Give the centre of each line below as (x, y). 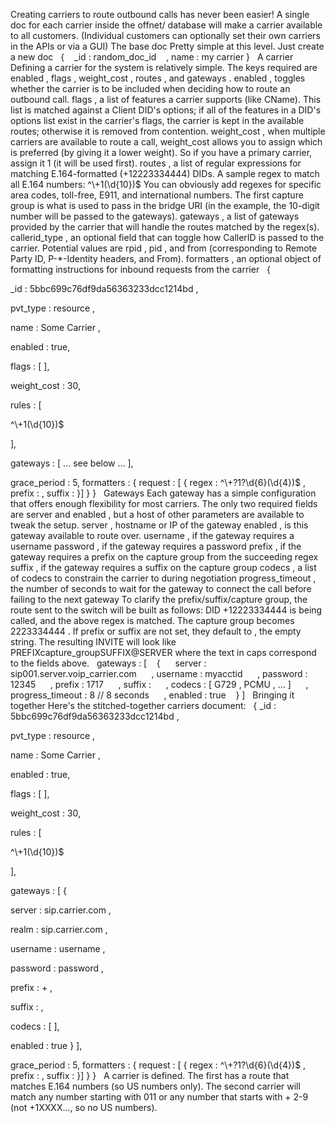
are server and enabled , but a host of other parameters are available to (157, 514)
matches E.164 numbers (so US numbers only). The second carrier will (155, 1086)
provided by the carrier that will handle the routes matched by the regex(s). (165, 227)
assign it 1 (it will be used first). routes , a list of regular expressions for (156, 163)
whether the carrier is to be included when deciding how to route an (150, 88)
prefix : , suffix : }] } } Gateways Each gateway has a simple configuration (163, 493)
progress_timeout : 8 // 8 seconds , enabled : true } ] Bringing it (152, 695)
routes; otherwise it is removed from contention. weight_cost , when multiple (168, 131)
